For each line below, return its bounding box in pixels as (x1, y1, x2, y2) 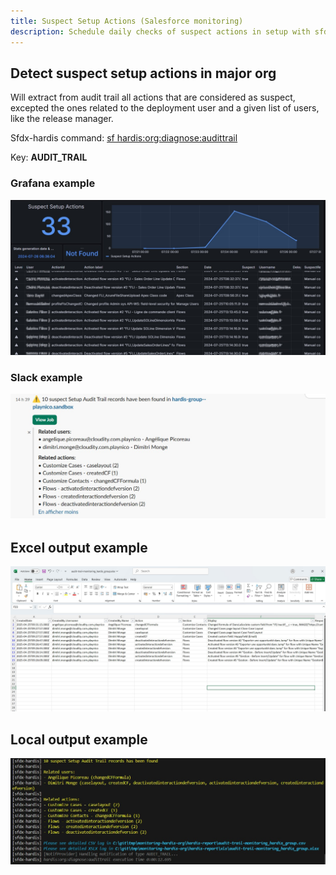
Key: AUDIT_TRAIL (10, 151, 88, 164)
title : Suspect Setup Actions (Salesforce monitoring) (10, 16, 244, 26)
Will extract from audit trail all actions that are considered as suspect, (10, 91, 296, 104)
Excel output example (10, 539, 148, 556)
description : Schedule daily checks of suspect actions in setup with (10, 26, 311, 37)
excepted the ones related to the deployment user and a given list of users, (10, 102, 320, 114)
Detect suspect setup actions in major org (10, 65, 277, 82)
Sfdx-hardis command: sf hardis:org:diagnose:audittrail (10, 132, 238, 144)
